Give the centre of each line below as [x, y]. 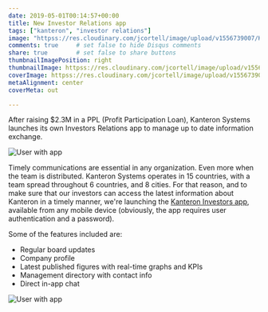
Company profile [47, 258]
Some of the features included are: [65, 234]
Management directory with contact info [86, 275]
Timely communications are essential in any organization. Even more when [131, 168]
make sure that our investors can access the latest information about [121, 194]
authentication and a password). [61, 219]
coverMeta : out [33, 90]
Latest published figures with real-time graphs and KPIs [111, 267]
